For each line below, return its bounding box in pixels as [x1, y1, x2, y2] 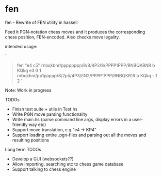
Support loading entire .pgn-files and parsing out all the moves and [12, 132, 146, 138]
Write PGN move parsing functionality [12, 111, 88, 117]
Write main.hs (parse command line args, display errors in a [12, 116, 131, 122]
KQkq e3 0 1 [16, 67, 41, 73]
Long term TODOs [5, 146, 41, 152]
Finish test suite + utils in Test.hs [12, 106, 78, 112]
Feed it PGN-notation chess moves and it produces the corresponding [5, 29, 146, 35]
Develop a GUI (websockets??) [12, 156, 74, 161]
